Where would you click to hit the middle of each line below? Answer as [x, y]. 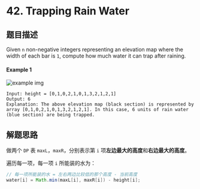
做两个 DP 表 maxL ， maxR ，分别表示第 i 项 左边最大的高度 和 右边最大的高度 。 [98, 151]
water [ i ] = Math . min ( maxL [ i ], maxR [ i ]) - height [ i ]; [73, 180]
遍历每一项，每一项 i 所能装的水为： [51, 163]
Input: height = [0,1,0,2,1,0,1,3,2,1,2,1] [61, 94]
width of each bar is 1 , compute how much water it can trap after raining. [96, 56]
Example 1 [19, 70]
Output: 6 [19, 99]
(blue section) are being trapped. [51, 115]
